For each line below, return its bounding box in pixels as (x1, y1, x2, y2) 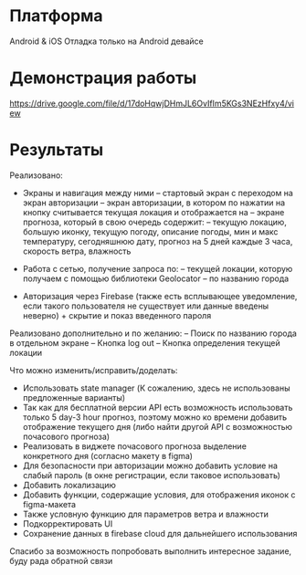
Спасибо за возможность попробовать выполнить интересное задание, (9, 545, 292, 557)
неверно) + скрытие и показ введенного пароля (22, 309, 212, 320)
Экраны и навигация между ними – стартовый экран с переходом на (22, 187, 294, 198)
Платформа (9, 5, 103, 26)
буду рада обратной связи (9, 555, 113, 566)
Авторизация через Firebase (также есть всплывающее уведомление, (22, 290, 298, 301)
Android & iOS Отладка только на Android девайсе (9, 36, 204, 47)
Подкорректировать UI (22, 517, 113, 529)
